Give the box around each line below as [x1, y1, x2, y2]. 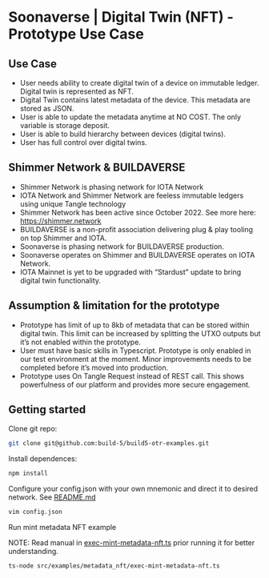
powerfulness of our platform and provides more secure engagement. [19, 379, 251, 389]
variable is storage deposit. [19, 121, 110, 130]
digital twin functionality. [19, 275, 102, 285]
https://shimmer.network [19, 216, 102, 226]
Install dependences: [8, 454, 78, 464]
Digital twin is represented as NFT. [19, 86, 134, 96]
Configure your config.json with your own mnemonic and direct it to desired [8, 484, 259, 494]
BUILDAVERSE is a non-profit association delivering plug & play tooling [19, 224, 254, 234]
